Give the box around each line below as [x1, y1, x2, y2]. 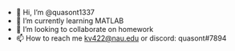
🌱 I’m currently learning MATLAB [15, 16, 124, 25]
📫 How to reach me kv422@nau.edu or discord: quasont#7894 [15, 33, 227, 43]
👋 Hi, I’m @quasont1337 [15, 8, 95, 17]
